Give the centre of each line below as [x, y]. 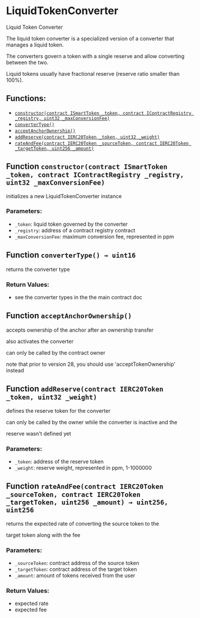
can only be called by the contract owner [56, 353]
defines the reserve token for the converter [58, 410]
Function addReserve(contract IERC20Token [85, 389]
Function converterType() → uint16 [71, 255]
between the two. [27, 62]
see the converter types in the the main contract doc [78, 297]
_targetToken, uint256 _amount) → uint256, [87, 502]
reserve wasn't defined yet [39, 433]
